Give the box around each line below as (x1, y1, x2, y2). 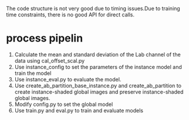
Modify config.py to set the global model (14, 101, 113, 108)
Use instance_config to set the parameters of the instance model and (14, 63, 182, 70)
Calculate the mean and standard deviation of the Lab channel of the (14, 51, 181, 58)
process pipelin (6, 32, 83, 45)
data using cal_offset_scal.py (14, 57, 85, 64)
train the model (14, 70, 52, 77)
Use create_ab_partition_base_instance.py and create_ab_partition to (14, 82, 182, 89)
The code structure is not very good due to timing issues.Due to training (6, 5, 180, 12)
